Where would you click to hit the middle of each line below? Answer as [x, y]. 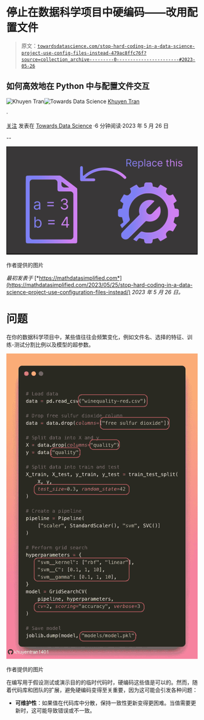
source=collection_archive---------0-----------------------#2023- [108, 59]
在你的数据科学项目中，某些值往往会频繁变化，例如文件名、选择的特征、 [97, 337]
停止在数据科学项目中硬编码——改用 [97, 12]
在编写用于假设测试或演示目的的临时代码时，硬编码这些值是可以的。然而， [99, 682]
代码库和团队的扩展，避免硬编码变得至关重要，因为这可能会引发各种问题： [104, 690]
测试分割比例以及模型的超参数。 [54, 345]
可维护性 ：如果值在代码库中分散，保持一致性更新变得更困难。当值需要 [103, 703]
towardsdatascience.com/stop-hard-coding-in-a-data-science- [116, 46]
